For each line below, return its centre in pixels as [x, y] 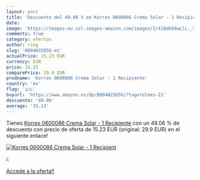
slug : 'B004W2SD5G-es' [34, 51]
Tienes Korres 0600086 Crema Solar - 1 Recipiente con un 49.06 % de [93, 123]
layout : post [22, 12]
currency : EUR [24, 61]
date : [13, 23]
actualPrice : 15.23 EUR [36, 56]
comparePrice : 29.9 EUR [36, 73]
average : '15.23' [28, 106]
